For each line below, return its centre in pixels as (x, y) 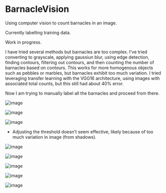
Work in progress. (23, 42)
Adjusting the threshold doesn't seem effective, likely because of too (83, 132)
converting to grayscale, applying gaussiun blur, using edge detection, (77, 57)
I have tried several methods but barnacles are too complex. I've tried (76, 52)
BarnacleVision (37, 9)
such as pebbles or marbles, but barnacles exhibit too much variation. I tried (83, 73)
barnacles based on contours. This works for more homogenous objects (79, 68)
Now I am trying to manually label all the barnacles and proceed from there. (83, 93)
